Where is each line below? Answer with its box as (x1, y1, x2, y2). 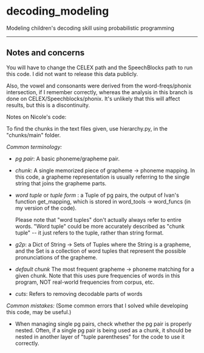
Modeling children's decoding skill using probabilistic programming (6, 24, 175, 32)
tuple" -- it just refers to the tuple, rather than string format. (15, 229, 164, 236)
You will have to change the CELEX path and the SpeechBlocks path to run (6, 64, 193, 71)
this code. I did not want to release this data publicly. (6, 70, 138, 77)
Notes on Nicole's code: (6, 113, 67, 120)
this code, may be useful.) (6, 308, 72, 315)
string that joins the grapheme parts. (15, 179, 107, 187)
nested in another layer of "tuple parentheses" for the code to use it (15, 333, 185, 340)
